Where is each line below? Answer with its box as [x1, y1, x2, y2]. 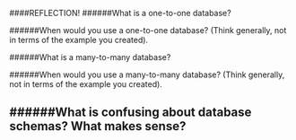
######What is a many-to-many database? [9, 52, 171, 62]
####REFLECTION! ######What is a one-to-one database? [9, 8, 231, 18]
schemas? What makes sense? [9, 118, 187, 134]
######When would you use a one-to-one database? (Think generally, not [9, 25, 287, 35]
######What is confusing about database [9, 105, 252, 120]
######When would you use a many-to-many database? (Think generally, [9, 69, 285, 80]
